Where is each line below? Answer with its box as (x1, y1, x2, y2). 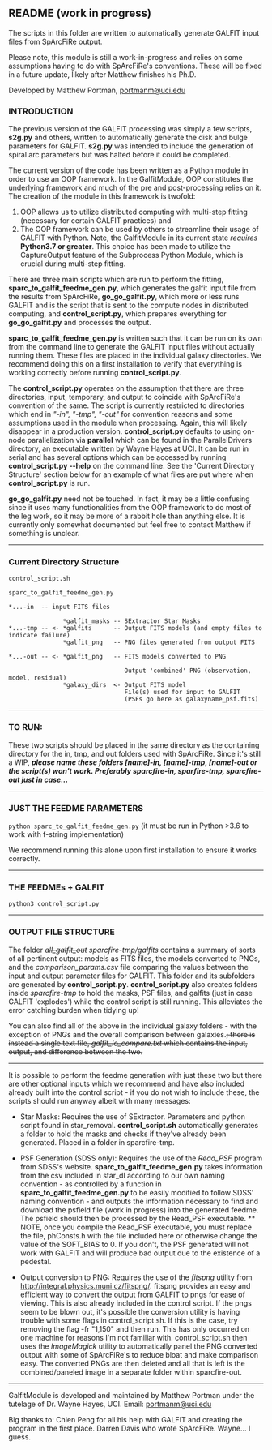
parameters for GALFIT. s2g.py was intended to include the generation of (8, 141, 253, 151)
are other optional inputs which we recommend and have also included (8, 1079, 245, 1088)
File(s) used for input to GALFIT (124, 689, 241, 697)
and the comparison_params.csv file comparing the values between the (8, 962, 249, 972)
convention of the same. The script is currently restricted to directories (8, 401, 244, 410)
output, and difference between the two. (8, 1046, 143, 1057)
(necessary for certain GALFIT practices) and (19, 216, 172, 225)
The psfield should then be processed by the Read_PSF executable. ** (19, 1213, 256, 1223)
